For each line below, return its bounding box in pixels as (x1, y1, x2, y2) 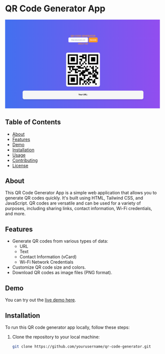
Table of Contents (5, 118, 61, 126)
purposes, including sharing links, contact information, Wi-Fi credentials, (5, 206, 152, 212)
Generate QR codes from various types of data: (12, 238, 109, 244)
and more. (5, 211, 26, 217)
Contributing (12, 157, 38, 163)
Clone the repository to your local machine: (12, 334, 100, 340)
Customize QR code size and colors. (12, 264, 86, 270)
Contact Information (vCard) (19, 254, 77, 260)
